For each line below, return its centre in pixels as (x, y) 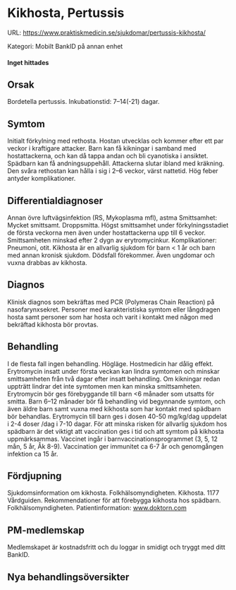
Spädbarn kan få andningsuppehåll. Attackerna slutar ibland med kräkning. (116, 163)
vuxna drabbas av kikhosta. (47, 262)
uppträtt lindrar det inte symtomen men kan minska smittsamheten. (105, 386)
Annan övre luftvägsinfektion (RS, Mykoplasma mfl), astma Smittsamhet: (112, 218)
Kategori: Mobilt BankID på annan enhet (65, 46)
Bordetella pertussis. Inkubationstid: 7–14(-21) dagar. (83, 102)
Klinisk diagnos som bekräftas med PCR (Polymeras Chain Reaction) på (111, 302)
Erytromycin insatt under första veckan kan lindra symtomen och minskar (113, 371)
